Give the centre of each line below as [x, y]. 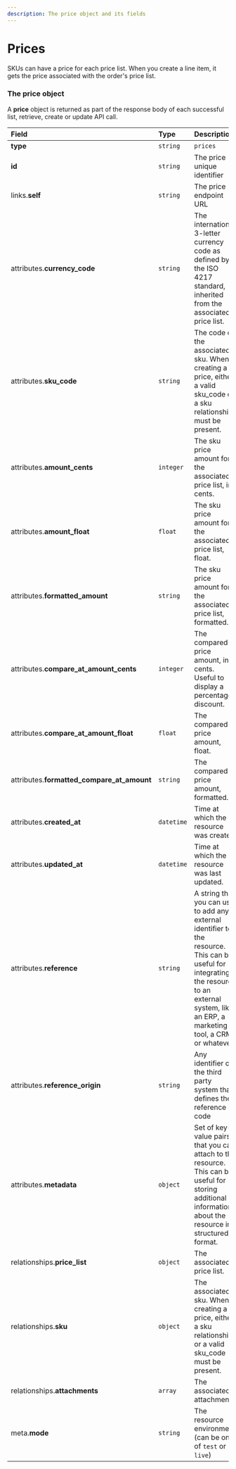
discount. [209, 704]
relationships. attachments [54, 1390]
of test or [210, 1446]
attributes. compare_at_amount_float [72, 733]
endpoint [209, 195]
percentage [213, 695]
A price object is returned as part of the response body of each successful [116, 109]
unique [205, 166]
